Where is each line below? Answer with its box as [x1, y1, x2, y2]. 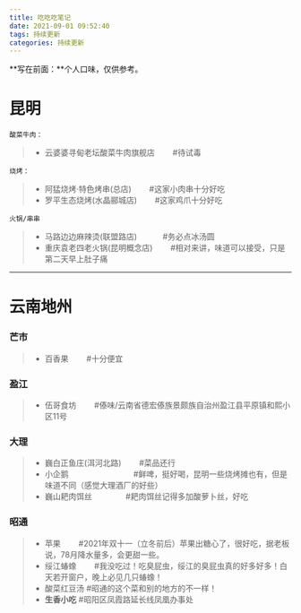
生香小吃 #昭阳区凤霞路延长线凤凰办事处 [44, 593, 194, 605]
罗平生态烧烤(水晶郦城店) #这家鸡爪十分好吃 [44, 194, 223, 206]
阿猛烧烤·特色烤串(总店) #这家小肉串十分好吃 [44, 184, 226, 194]
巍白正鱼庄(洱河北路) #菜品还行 [44, 458, 176, 469]
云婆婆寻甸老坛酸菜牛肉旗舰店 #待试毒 [44, 147, 202, 158]
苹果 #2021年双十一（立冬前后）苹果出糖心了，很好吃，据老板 [44, 538, 289, 548]
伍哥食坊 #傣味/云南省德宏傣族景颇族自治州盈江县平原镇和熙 [44, 400, 283, 410]
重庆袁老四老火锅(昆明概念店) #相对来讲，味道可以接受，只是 [44, 243, 286, 254]
